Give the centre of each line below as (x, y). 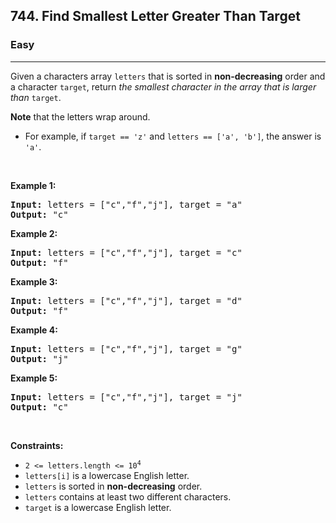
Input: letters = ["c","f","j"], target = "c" (126, 252)
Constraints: (37, 445)
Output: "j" (39, 358)
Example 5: (34, 378)
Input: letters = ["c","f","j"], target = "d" (126, 300)
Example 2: (34, 233)
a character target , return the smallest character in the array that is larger (163, 86)
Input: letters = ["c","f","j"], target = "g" (126, 348)
